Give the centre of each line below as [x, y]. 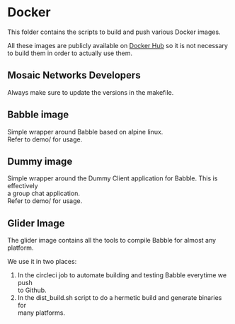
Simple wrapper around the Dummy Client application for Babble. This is [113, 178]
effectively [23, 186]
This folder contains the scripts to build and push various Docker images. [114, 32]
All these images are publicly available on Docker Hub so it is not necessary [118, 45]
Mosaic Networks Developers [74, 75]
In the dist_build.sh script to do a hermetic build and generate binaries [120, 298]
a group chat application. [44, 193]
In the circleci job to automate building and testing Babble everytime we [122, 275]
